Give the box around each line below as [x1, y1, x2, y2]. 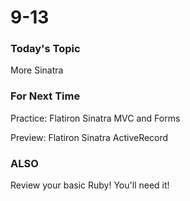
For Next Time [10, 89, 81, 103]
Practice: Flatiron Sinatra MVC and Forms [10, 112, 181, 124]
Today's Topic [10, 42, 81, 56]
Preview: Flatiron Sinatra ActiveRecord [10, 131, 169, 143]
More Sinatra [10, 64, 64, 76]
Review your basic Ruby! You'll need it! [10, 179, 170, 191]
